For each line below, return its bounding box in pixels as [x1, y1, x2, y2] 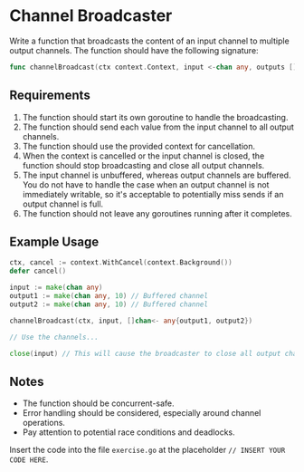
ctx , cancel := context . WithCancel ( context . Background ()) [9, 258, 233, 267]
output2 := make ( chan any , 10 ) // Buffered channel [9, 300, 208, 309]
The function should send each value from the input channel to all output [22, 121, 294, 132]
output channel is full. [22, 198, 104, 209]
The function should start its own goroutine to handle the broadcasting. [22, 111, 289, 122]
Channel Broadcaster [9, 5, 173, 26]
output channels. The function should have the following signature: [9, 44, 260, 55]
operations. [22, 418, 66, 429]
